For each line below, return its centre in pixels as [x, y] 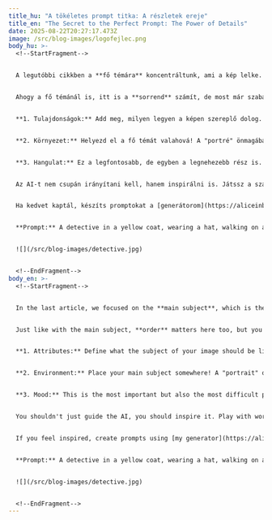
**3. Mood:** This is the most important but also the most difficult [137, 395]
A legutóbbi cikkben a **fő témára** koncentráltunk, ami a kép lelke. [139, 75]
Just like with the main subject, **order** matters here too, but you [139, 329]
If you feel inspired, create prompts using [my [99, 438]
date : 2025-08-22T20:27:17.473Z [63, 31]
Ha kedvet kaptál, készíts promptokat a [85, 206]
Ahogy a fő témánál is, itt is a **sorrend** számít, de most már [130, 97]
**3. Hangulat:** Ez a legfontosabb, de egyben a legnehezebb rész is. [139, 162]
